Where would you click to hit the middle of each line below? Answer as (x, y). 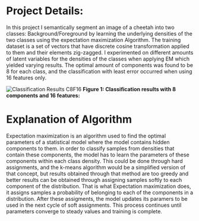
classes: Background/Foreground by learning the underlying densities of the (99, 33)
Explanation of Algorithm (69, 119)
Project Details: (45, 11)
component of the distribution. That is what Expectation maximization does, (99, 186)
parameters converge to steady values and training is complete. (84, 211)
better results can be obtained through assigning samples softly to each (94, 180)
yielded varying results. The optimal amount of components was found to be (99, 65)
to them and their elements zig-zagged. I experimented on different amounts (100, 52)
